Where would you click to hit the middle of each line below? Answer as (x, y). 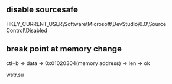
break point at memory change (64, 49)
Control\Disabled (27, 30)
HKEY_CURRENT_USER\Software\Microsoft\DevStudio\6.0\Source (86, 24)
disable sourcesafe (42, 10)
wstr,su (15, 75)
